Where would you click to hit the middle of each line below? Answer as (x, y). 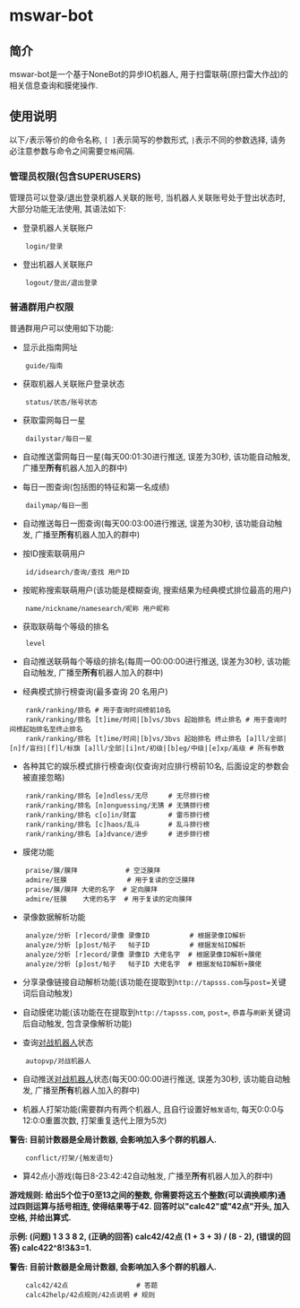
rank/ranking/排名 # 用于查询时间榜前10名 (99, 711)
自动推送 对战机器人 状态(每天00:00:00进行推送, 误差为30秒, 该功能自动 (152, 1079)
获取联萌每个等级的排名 (65, 627)
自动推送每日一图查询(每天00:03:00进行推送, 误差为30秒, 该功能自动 (148, 523)
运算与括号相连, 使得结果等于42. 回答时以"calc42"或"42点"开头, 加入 (161, 1207)
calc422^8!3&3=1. (57, 1248)
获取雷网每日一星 (54, 420)
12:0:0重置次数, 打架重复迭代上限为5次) (94, 1121)
